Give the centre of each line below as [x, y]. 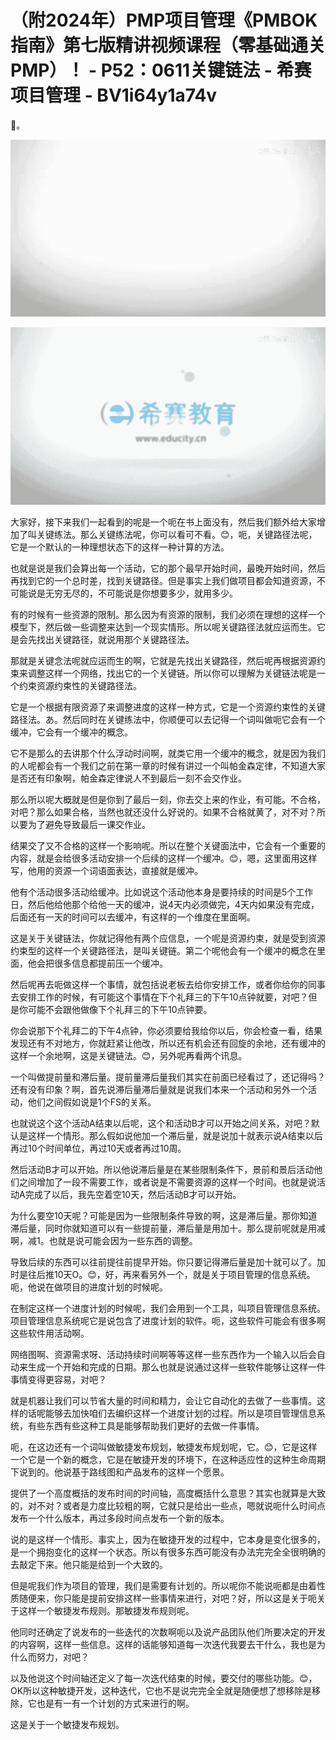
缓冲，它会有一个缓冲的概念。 [71, 732]
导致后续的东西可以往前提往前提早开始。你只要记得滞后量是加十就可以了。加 [168, 1262]
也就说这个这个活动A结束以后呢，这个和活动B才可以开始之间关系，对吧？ [161, 1123]
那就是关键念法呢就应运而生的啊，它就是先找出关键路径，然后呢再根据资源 [163, 660]
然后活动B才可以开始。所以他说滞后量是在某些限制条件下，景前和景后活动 [162, 1169]
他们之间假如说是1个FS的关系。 [92, 1102]
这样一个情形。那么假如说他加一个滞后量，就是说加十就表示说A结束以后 [175, 1135]
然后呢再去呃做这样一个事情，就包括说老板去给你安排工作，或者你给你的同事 [168, 984]
